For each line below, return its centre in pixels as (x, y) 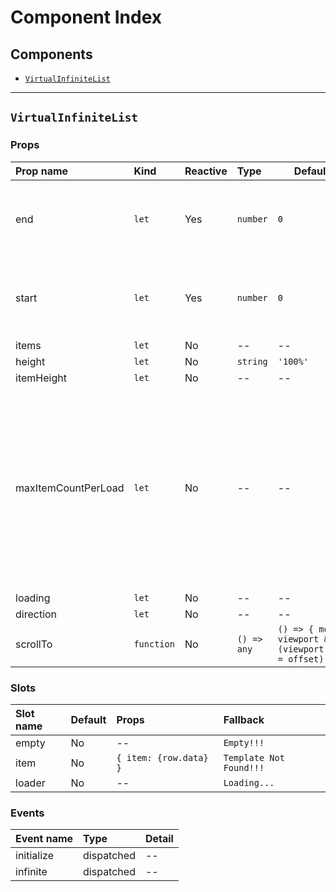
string (252, 361)
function (154, 644)
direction (36, 614)
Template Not (254, 757)
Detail (159, 839)
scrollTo (34, 644)
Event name (44, 839)
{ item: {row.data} (162, 757)
